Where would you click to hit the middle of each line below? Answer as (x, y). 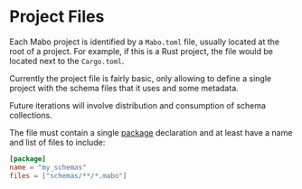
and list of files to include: (57, 142)
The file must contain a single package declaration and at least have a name (151, 132)
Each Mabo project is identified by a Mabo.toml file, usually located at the (145, 42)
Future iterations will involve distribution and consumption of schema (138, 105)
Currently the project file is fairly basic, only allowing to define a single (141, 78)
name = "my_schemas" (48, 167)
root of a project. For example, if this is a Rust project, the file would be (142, 51)
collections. (31, 115)
